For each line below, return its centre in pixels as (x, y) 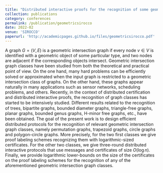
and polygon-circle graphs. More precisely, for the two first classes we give (81, 134)
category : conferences (28, 18)
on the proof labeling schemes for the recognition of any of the (68, 160)
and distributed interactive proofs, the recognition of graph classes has (76, 97)
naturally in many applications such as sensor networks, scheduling (73, 87)
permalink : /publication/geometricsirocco (49, 23)
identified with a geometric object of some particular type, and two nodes (79, 55)
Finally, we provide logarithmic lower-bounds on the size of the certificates (80, 155)
